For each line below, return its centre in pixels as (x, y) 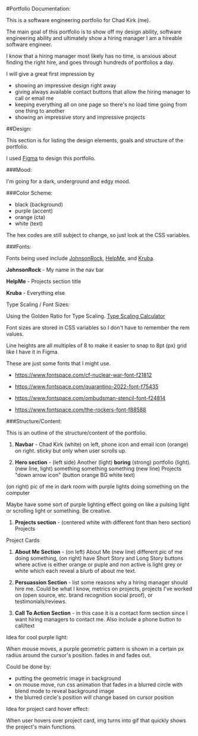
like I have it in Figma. (33, 352)
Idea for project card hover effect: (48, 709)
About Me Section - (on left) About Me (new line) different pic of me (98, 552)
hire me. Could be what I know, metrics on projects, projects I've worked (103, 589)
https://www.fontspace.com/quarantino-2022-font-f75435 (87, 387)
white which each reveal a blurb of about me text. (76, 571)
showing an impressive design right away (65, 85)
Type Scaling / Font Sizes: (38, 304)
